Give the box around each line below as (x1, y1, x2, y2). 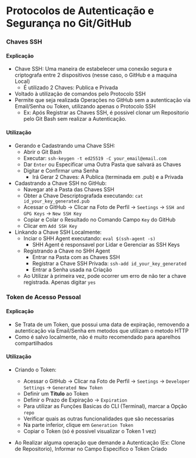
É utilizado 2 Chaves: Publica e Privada (23, 84, 118, 91)
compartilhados (14, 340, 53, 347)
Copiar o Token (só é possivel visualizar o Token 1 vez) (23, 427, 157, 434)
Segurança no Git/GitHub (6, 16, 132, 30)
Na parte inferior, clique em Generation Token (23, 421, 134, 428)
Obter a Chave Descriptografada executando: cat (23, 192, 143, 199)
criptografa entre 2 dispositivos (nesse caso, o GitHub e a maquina (14, 72, 178, 79)
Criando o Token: (14, 366, 57, 373)
